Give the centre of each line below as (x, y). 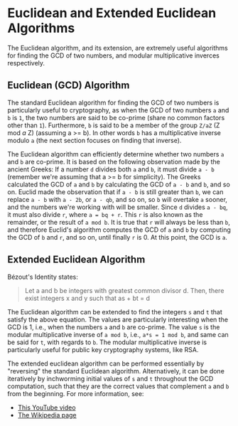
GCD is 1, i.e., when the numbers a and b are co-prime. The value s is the (114, 327)
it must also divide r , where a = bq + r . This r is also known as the (105, 214)
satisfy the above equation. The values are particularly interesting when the (118, 319)
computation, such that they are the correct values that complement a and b (118, 386)
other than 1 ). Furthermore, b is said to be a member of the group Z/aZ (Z (114, 125)
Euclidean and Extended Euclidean (112, 13)
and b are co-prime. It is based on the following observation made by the (114, 161)
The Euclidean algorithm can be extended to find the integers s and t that (115, 311)
